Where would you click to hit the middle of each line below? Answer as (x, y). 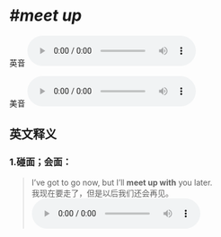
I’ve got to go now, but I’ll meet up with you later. (122, 182)
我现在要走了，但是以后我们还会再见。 (102, 193)
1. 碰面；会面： (40, 162)
